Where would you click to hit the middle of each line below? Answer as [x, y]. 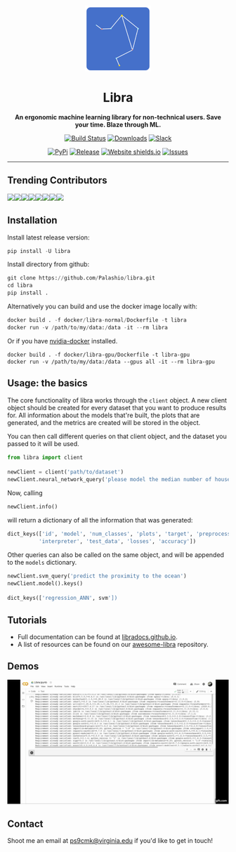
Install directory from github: [48, 264]
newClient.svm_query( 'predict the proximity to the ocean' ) [97, 576]
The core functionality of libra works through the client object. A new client [117, 400]
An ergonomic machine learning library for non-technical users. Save [118, 117]
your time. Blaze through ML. [118, 124]
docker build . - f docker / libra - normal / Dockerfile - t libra [97, 320]
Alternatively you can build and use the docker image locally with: [103, 306]
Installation [32, 220]
